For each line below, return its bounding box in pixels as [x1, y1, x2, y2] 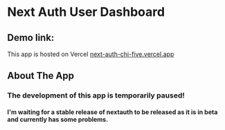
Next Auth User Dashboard [7, 4, 165, 20]
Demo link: [7, 32, 55, 44]
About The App [7, 70, 75, 82]
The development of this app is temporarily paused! [7, 91, 185, 100]
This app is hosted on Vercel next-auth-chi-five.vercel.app [7, 50, 174, 58]
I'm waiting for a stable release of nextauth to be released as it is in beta [7, 108, 218, 116]
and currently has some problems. [7, 115, 109, 123]
